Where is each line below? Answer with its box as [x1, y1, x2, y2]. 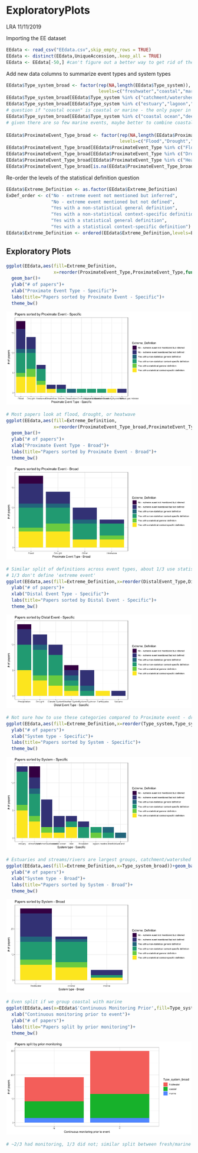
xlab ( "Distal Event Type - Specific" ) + [11, 591, 110, 597]
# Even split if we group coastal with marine [6, 999, 123, 1005]
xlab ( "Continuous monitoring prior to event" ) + [11, 1011, 131, 1017]
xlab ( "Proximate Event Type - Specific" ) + [11, 288, 117, 294]
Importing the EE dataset [6, 34, 67, 41]
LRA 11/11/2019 [6, 23, 42, 30]
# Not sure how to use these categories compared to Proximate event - [6, 714, 186, 720]
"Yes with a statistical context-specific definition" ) [51, 224, 192, 230]
